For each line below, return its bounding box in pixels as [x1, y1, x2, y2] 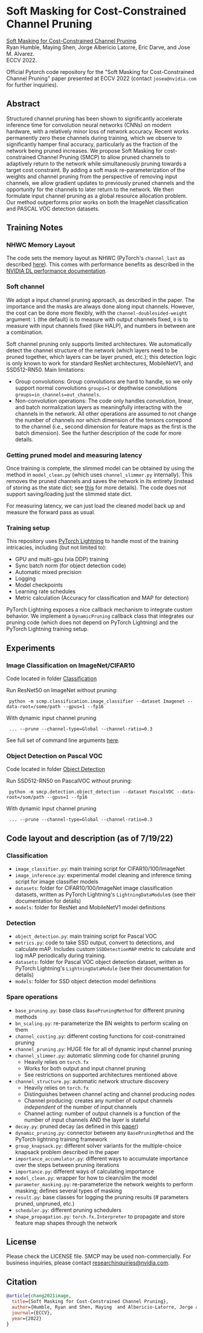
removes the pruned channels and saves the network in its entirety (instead [6, 478, 195, 485]
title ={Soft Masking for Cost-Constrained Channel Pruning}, [11, 1298, 169, 1305]
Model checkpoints [14, 581, 63, 589]
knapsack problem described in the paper [14, 1148, 120, 1155]
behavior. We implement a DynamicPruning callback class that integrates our [6, 612, 195, 620]
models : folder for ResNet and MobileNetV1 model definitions [14, 904, 166, 910]
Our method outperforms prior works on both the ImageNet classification [6, 198, 188, 205]
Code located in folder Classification [6, 675, 97, 683]
